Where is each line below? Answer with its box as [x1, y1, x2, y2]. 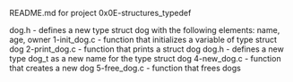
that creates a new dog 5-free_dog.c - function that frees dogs [9, 62, 242, 73]
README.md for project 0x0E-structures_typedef [9, 8, 192, 18]
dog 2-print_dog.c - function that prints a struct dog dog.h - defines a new [9, 44, 284, 54]
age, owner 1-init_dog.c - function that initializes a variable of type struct [9, 35, 278, 45]
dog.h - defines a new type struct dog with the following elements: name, [9, 25, 280, 35]
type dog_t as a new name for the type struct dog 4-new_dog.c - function [9, 53, 281, 63]
